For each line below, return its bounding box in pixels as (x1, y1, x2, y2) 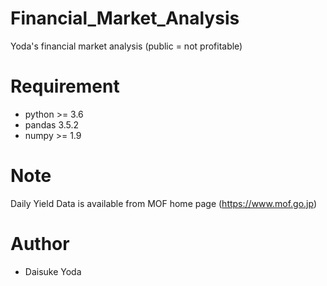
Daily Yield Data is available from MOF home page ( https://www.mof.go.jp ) (10, 197, 318, 209)
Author (10, 233, 70, 255)
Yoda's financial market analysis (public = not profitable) (10, 40, 243, 52)
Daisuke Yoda (24, 265, 82, 277)
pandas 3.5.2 (24, 118, 80, 131)
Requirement (10, 75, 120, 98)
